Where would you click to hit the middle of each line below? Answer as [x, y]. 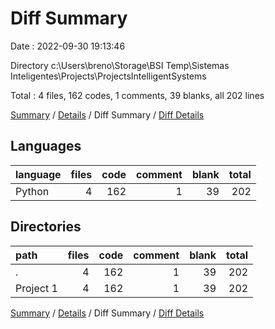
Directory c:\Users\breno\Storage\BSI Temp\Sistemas [120, 65]
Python [32, 191]
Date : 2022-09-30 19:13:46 [68, 46]
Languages [46, 146]
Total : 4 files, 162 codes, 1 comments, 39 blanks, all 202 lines [137, 95]
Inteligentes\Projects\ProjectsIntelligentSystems [108, 76]
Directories [46, 227]
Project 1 [36, 288]
